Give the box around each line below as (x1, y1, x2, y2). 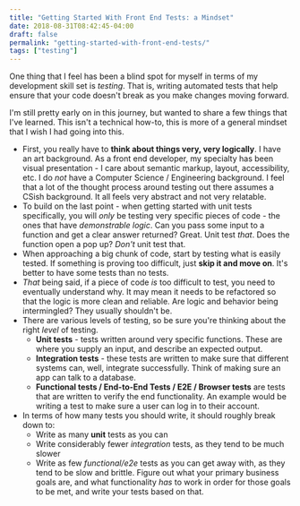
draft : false (9, 30, 58, 39)
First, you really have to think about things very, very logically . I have (21, 144, 282, 155)
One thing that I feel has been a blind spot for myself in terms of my (9, 71, 258, 81)
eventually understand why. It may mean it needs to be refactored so (21, 287, 277, 297)
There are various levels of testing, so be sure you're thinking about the (21, 315, 287, 326)
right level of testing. (21, 324, 99, 336)
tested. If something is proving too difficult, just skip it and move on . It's (21, 258, 288, 269)
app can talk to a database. (35, 373, 136, 383)
